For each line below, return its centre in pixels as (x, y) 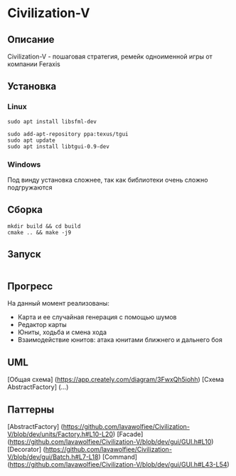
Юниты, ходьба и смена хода (62, 332)
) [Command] (118, 457)
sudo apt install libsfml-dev (52, 121)
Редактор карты (42, 325)
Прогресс (30, 286)
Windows (24, 164)
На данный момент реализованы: (59, 304)
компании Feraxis (34, 64)
